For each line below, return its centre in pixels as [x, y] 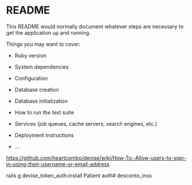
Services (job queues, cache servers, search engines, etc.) [86, 123]
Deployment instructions [44, 135]
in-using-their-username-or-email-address [58, 164]
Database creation [37, 89]
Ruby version [30, 55]
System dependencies [42, 67]
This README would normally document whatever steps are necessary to [95, 26]
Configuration [31, 78]
